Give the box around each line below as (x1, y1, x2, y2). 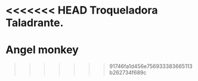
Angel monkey (5, 43, 79, 57)
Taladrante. (5, 16, 64, 30)
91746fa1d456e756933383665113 (109, 63, 193, 70)
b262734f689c (109, 69, 147, 76)
